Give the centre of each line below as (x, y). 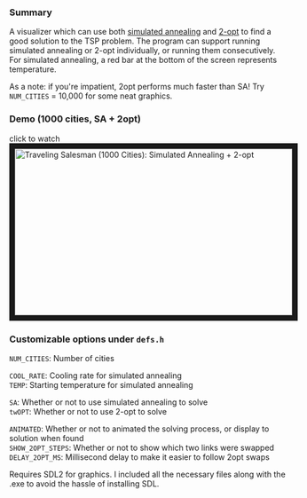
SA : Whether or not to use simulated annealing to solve (109, 402)
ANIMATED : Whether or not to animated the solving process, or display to (139, 429)
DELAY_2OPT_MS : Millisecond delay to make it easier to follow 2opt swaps (140, 457)
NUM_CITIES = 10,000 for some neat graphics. (91, 96)
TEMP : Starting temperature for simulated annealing (101, 384)
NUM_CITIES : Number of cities (62, 358)
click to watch (35, 138)
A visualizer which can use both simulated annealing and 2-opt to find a (141, 32)
